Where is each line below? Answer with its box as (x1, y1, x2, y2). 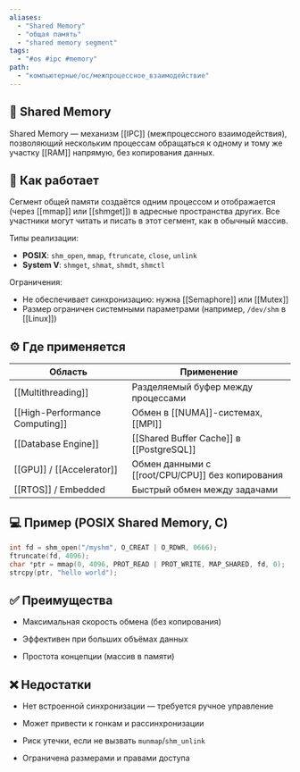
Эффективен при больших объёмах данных (21, 634, 189, 644)
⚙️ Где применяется (9, 339, 127, 354)
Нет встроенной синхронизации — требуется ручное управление (21, 701, 274, 711)
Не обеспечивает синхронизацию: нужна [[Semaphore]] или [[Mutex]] (21, 294, 289, 305)
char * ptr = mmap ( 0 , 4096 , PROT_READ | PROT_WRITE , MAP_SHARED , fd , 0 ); (9, 559, 286, 568)
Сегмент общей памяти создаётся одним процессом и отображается (9, 197, 276, 207)
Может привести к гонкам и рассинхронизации (21, 718, 204, 729)
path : (9, 63, 29, 72)
